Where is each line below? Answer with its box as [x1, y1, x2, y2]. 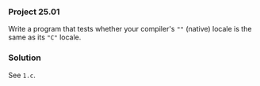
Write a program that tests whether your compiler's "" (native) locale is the [8, 24, 252, 34]
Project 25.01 [8, 6, 60, 17]
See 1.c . [8, 70, 36, 80]
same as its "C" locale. [8, 32, 82, 42]
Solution [8, 52, 42, 63]
